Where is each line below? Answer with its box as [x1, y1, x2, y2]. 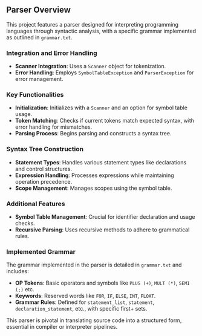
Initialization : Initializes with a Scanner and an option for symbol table [15, 104, 187, 111]
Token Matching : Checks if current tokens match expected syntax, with [15, 117, 195, 124]
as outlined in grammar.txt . [6, 33, 73, 41]
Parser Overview [6, 5, 71, 15]
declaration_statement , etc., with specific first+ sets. [15, 305, 148, 312]
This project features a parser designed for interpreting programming [6, 21, 179, 28]
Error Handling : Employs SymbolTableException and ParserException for [15, 69, 194, 76]
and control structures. [15, 165, 73, 172]
